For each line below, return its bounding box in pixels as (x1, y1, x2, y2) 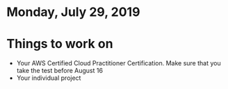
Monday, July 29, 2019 (6, 4, 140, 20)
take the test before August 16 (16, 67, 104, 75)
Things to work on (6, 36, 113, 52)
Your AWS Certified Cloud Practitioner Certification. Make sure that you (16, 59, 221, 67)
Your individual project (16, 74, 81, 82)
